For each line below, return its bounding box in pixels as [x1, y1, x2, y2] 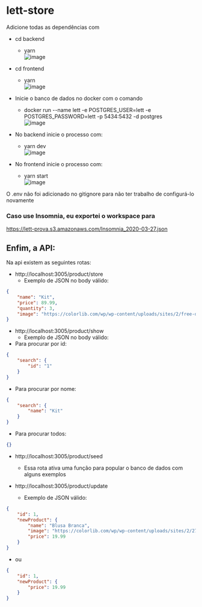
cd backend [14, 35, 45, 42]
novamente [6, 196, 34, 204]
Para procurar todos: [14, 430, 67, 437]
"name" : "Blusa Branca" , [28, 522, 90, 529]
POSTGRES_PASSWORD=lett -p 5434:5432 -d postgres [23, 113, 162, 120]
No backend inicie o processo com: [14, 131, 103, 138]
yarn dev [23, 142, 46, 149]
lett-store [6, 4, 55, 17]
